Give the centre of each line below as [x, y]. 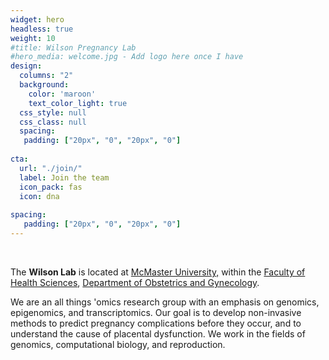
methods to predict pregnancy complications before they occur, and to [156, 323]
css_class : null [53, 122]
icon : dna [39, 196]
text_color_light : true [78, 103]
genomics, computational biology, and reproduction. [118, 344]
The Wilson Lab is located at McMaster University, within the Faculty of [158, 272]
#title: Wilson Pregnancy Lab [73, 47]
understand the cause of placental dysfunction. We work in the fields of [158, 333]
